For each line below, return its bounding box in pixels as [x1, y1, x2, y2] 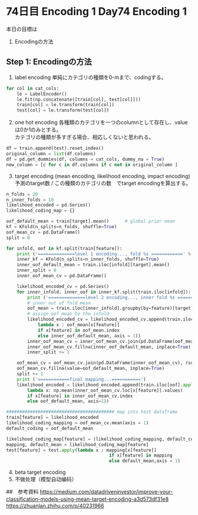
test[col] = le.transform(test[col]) [16, 107, 110, 113]
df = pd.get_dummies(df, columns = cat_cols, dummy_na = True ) [6, 156, 165, 162]
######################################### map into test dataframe [6, 409, 178, 415]
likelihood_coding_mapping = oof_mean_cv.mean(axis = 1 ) [6, 420, 149, 426]
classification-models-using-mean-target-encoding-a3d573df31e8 [6, 496, 169, 503]
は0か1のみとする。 [14, 126, 62, 133]
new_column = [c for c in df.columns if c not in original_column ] [6, 162, 178, 168]
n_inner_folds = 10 [6, 196, 54, 203]
